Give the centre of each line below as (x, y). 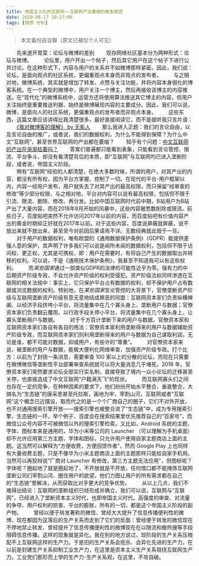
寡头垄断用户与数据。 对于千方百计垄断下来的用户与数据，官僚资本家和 (98, 320)
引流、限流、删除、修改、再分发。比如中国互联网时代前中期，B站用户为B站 (98, 201)
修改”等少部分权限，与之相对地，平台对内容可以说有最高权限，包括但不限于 (98, 194)
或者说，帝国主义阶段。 (45, 164)
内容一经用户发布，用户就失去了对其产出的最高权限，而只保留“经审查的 (103, 186)
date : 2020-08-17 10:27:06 (39, 17)
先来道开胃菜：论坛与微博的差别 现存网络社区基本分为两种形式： (100, 53)
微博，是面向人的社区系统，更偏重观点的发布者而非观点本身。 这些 (92, 112)
